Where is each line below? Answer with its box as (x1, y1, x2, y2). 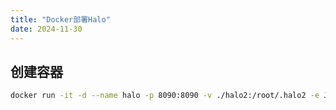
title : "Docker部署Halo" (10, 14, 111, 25)
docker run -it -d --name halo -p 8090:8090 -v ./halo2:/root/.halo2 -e (10, 91, 320, 101)
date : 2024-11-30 (10, 24, 83, 34)
